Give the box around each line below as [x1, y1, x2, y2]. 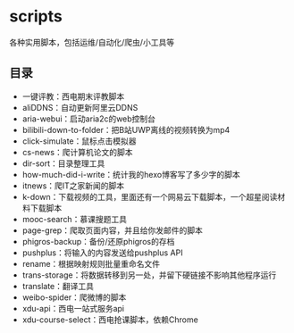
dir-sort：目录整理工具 [21, 158, 105, 169]
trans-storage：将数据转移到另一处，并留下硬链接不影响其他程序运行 [21, 270, 277, 280]
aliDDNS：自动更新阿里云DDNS [21, 102, 139, 112]
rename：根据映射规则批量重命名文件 [21, 258, 161, 269]
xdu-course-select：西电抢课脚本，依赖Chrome [21, 314, 198, 325]
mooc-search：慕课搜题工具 [21, 213, 128, 224]
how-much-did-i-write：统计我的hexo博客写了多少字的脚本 [21, 169, 240, 179]
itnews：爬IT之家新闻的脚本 [21, 180, 125, 191]
